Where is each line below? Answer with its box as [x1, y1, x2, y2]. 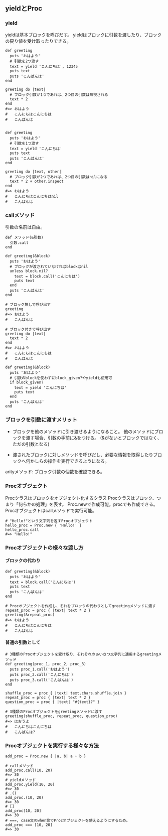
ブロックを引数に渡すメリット [5, 416, 78, 423]
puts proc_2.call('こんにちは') [10, 672, 74, 677]
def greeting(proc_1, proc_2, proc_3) [5, 661, 86, 666]
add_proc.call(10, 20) [5, 768, 53, 773]
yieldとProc [5, 4, 43, 13]
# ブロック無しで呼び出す [5, 302, 51, 307]
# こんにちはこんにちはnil [5, 194, 59, 199]
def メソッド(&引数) [5, 235, 44, 240]
